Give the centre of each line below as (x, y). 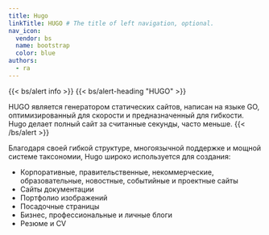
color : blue (36, 53)
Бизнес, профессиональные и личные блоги (96, 215)
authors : (23, 61)
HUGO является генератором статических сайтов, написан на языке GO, (134, 106)
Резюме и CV (43, 223)
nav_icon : (25, 31)
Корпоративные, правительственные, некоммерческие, (117, 172)
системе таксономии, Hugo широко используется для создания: (120, 156)
